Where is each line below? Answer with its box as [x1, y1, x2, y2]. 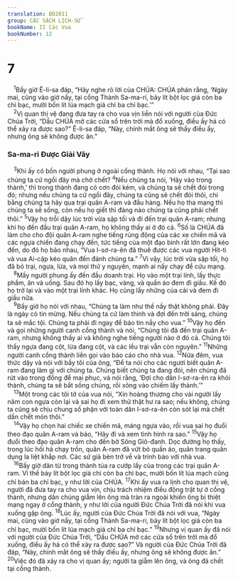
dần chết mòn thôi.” [7, 412, 65, 421]
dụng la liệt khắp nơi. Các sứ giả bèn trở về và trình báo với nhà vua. [7, 452, 206, 461]
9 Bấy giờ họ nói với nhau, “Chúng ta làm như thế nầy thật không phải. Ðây [13, 301, 229, 311]
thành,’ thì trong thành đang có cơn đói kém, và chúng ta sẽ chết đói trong [7, 183, 225, 192]
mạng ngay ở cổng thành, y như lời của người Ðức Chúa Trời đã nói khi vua [7, 500, 226, 508]
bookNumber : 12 [7, 30, 53, 38]
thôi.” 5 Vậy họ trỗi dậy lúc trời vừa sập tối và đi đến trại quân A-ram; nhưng [7, 214, 226, 223]
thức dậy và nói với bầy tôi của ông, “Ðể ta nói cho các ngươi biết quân [7, 359, 215, 367]
